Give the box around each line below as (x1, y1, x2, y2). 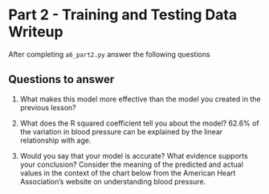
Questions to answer (8, 72, 115, 86)
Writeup (8, 23, 63, 41)
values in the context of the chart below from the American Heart (19, 167, 236, 178)
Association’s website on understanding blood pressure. (19, 176, 206, 186)
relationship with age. (19, 135, 92, 145)
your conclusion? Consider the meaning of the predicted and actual (19, 159, 243, 169)
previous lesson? (19, 102, 76, 112)
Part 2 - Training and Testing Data (8, 6, 238, 24)
